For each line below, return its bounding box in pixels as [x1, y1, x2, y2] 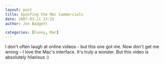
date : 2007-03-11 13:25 [5, 16, 55, 21]
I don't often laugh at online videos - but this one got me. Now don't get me [5, 44, 160, 50]
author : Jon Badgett [5, 21, 48, 26]
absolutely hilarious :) [5, 54, 49, 60]
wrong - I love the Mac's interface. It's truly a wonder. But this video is [5, 49, 149, 55]
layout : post [5, 7, 32, 12]
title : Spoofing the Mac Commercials [5, 12, 83, 17]
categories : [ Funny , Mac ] [5, 30, 59, 35]
